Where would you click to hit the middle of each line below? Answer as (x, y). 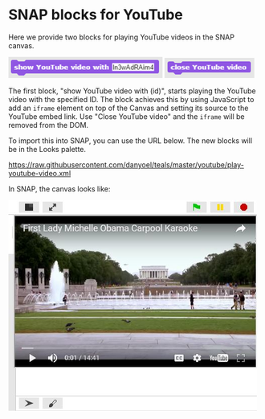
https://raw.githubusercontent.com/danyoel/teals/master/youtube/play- (126, 164)
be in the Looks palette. (47, 149)
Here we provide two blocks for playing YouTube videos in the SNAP (122, 37)
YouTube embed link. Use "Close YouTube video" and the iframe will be (126, 116)
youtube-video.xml (40, 173)
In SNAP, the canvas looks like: (59, 189)
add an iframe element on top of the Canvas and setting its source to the (128, 108)
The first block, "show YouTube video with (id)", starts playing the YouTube (132, 91)
